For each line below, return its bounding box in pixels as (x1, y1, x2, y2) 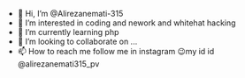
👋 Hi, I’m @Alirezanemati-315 (17, 9, 124, 18)
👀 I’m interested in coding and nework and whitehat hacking (17, 18, 236, 28)
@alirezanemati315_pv (17, 59, 100, 69)
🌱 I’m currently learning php (17, 27, 119, 37)
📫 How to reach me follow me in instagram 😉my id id (17, 46, 215, 56)
